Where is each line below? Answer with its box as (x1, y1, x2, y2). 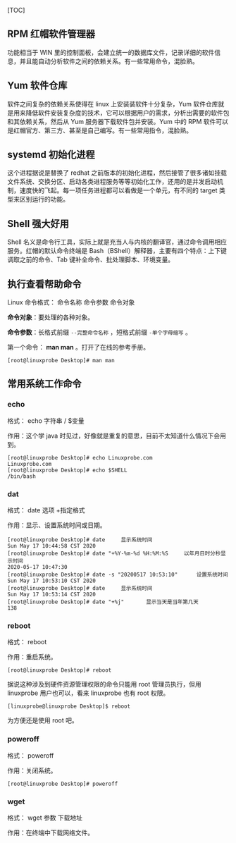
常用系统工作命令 (7, 378, 82, 390)
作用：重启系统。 (7, 653, 57, 661)
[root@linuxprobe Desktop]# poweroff (7, 780, 118, 787)
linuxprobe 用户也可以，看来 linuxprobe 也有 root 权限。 (7, 689, 170, 697)
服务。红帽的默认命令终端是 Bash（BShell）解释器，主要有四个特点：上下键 (7, 247, 227, 255)
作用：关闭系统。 (7, 766, 57, 775)
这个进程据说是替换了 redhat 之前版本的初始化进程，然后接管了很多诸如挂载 (7, 168, 228, 177)
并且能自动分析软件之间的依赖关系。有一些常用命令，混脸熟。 (19, 56, 199, 66)
